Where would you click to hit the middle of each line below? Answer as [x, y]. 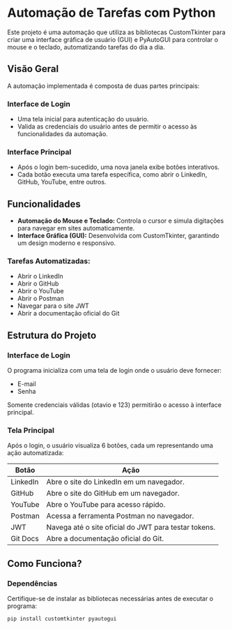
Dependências [32, 583]
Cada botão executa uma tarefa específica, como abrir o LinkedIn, [112, 175]
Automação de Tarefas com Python [111, 13]
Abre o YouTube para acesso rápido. [106, 505]
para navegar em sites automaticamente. [76, 228]
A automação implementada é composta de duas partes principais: [103, 86]
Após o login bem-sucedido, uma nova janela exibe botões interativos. [118, 167]
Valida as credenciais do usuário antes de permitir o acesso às [107, 126]
